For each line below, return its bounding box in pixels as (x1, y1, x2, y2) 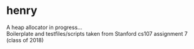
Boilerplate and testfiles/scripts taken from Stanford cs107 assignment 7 (6, 30, 188, 37)
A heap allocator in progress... (6, 24, 83, 31)
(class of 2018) (6, 36, 44, 44)
